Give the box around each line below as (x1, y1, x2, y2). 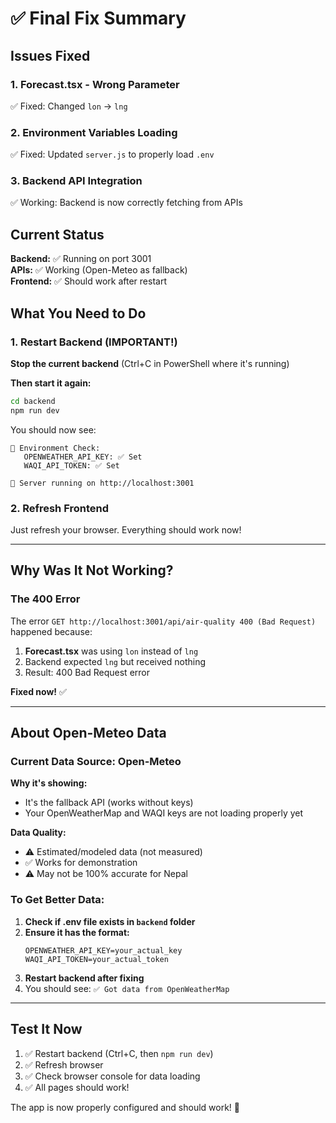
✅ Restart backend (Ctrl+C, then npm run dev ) (24, 1047, 214, 1059)
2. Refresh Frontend (10, 501, 110, 515)
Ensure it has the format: (24, 926, 130, 938)
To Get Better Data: (10, 893, 105, 907)
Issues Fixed (10, 47, 91, 64)
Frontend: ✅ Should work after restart (10, 275, 167, 287)
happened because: (10, 625, 93, 637)
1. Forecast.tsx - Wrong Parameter (10, 77, 180, 91)
